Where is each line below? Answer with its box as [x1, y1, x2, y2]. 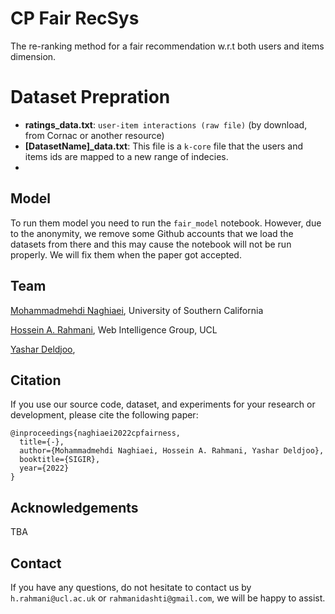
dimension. [10, 50, 57, 62]
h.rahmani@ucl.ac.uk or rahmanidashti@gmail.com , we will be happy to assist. [10, 592, 326, 604]
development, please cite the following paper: [10, 409, 199, 421]
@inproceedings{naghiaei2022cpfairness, [10, 428, 182, 439]
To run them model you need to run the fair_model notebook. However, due [10, 217, 322, 229]
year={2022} [19, 463, 70, 474]
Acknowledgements [10, 499, 139, 516]
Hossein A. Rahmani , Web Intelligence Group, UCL [10, 323, 218, 336]
